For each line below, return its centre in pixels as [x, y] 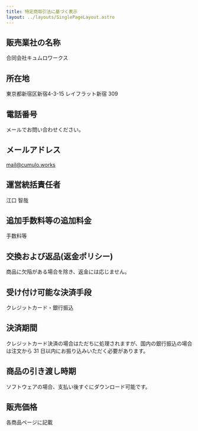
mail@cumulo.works [31, 165]
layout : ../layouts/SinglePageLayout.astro [61, 17]
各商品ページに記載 [30, 422]
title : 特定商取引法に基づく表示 [42, 12]
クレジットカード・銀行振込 [40, 308]
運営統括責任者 [33, 185]
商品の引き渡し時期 [41, 372]
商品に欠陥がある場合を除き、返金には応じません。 [68, 272]
